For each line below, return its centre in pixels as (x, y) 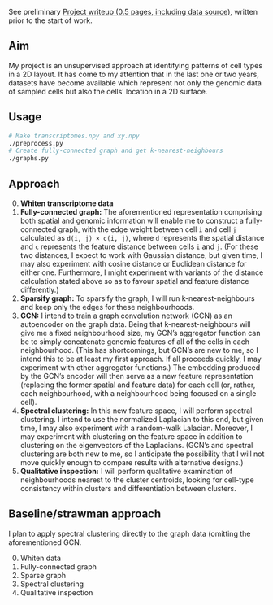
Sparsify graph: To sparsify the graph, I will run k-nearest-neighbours (137, 298)
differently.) (39, 289)
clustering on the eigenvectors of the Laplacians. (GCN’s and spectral (136, 445)
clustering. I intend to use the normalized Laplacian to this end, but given (142, 419)
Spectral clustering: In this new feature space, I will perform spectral (136, 411)
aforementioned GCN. (45, 542)
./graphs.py (28, 159)
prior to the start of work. (50, 20)
